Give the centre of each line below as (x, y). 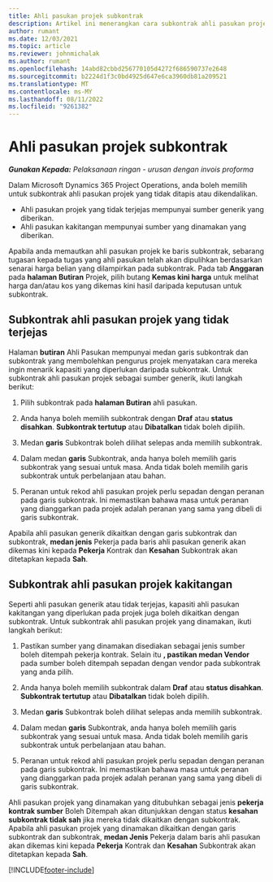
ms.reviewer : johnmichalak (54, 54)
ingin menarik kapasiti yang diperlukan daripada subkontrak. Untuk (121, 369)
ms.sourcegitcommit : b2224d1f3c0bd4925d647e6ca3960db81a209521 (118, 76)
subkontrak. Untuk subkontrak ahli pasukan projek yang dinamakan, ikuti (130, 621)
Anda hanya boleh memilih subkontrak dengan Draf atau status (126, 418)
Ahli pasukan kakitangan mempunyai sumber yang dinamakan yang (133, 227)
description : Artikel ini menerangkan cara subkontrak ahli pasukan (127, 24)
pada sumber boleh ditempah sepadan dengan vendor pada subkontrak (141, 663)
